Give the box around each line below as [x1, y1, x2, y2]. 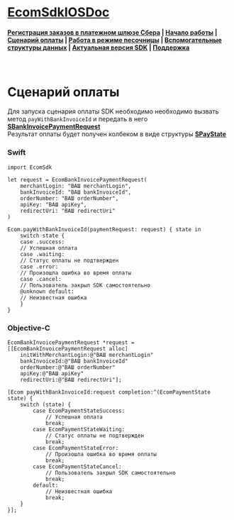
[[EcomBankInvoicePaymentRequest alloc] [7, 345, 129, 352]
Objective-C [7, 323, 51, 333]
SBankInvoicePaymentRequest [7, 122, 101, 131]
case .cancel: [20, 275, 62, 282]
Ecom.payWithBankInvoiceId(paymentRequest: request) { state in [7, 226, 201, 233]
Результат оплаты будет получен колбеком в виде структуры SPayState [7, 130, 227, 138]
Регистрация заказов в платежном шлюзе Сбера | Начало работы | [7, 28, 218, 36]
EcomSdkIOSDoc [7, 4, 110, 21]
